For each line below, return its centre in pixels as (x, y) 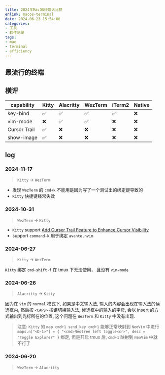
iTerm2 (121, 105)
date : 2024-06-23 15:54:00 (33, 19)
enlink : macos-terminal (30, 14)
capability (23, 105)
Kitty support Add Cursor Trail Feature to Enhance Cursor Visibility (81, 230)
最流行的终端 (25, 72)
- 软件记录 (15, 33)
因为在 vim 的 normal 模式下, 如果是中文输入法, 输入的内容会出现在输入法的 (81, 304)
